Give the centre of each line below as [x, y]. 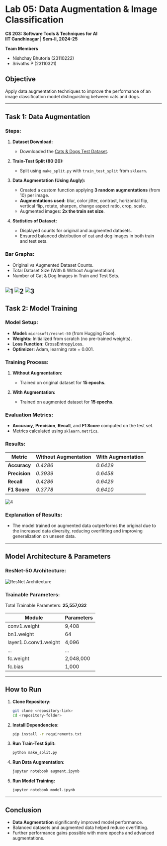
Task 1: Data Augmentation [48, 117]
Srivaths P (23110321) [34, 63]
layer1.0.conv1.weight [34, 642]
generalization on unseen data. [44, 536]
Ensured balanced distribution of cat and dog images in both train [87, 236]
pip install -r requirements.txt [47, 734]
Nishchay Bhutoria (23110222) [43, 58]
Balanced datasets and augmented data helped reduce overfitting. [80, 827]
